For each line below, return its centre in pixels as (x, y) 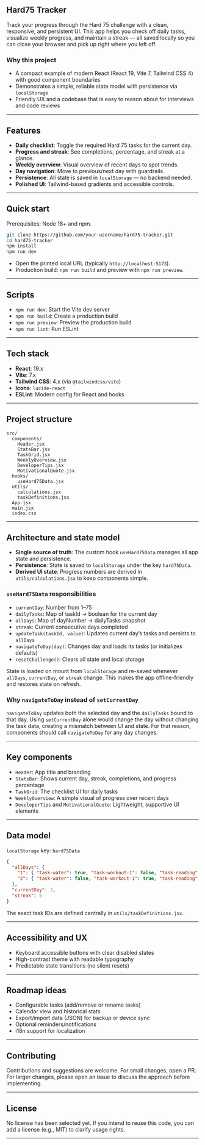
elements (27, 811)
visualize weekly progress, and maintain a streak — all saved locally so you (101, 37)
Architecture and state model (63, 538)
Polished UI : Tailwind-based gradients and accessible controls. (95, 184)
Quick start (28, 209)
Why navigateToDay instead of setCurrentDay (72, 699)
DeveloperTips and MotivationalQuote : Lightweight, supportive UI (97, 804)
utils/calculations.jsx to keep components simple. (81, 578)
